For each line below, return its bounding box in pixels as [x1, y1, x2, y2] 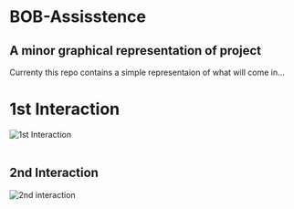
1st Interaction [9, 99, 121, 120]
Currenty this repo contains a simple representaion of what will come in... [9, 67, 285, 78]
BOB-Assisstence [9, 6, 146, 27]
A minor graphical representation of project [9, 43, 262, 58]
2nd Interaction [9, 165, 99, 181]
